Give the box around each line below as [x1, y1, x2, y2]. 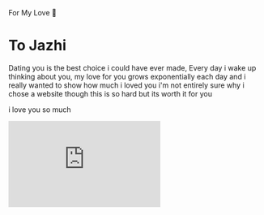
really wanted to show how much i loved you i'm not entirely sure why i [8, 80, 245, 90]
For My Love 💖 [8, 8, 57, 17]
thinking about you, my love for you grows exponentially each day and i [8, 71, 246, 81]
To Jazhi [8, 37, 66, 55]
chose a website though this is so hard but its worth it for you [8, 88, 213, 98]
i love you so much [8, 105, 71, 114]
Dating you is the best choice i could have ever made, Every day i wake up [8, 62, 257, 72]
